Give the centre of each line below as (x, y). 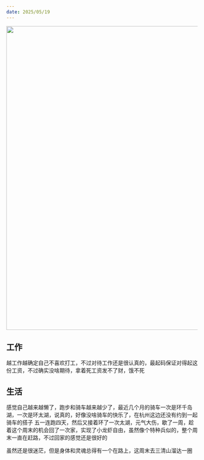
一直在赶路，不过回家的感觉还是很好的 (59, 438)
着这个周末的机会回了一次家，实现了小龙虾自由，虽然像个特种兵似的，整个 (99, 430)
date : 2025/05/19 (28, 12)
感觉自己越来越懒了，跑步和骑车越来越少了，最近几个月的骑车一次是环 (94, 407)
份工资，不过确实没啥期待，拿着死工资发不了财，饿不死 (75, 371)
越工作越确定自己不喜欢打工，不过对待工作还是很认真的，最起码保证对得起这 (102, 363)
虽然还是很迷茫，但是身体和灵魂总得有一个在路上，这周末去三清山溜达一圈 (99, 451)
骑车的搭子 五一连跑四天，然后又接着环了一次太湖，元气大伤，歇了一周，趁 (100, 422)
